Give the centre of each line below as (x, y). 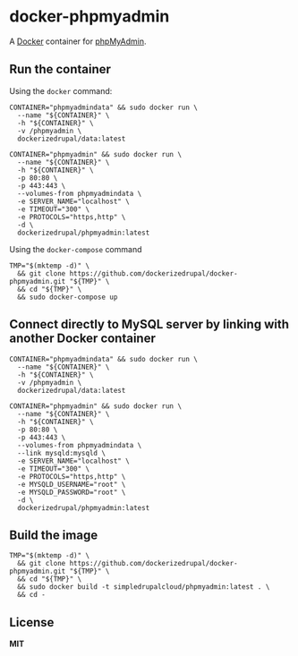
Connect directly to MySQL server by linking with (149, 324)
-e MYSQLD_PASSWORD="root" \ (72, 492)
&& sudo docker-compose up (68, 297)
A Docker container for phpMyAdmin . (78, 41)
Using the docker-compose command (76, 249)
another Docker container (83, 339)
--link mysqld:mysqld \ (61, 453)
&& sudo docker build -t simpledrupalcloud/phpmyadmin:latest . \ (144, 587)
